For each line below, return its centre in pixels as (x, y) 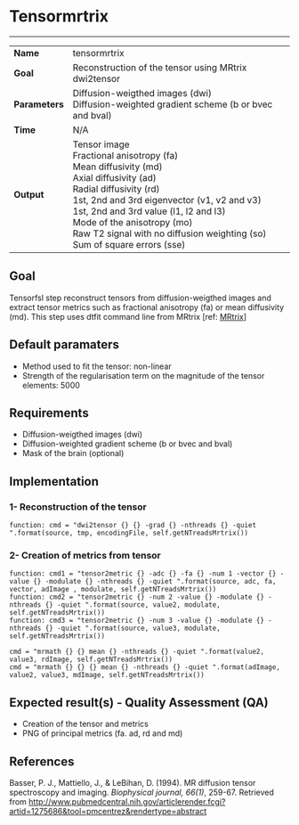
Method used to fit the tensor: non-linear (97, 366)
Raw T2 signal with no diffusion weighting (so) (170, 233)
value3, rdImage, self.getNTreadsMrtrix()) (91, 660)
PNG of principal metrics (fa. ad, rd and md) (102, 733)
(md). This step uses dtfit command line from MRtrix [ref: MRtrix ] (128, 316)
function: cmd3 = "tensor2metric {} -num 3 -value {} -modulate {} (137, 621)
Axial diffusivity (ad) (115, 177)
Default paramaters (65, 345)
